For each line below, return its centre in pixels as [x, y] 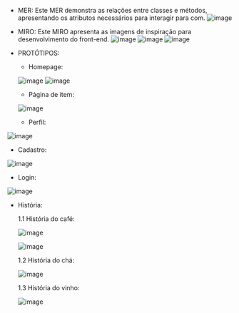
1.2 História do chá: [46, 260]
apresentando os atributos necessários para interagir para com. [111, 18]
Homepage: [46, 67]
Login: [27, 177]
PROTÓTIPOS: [39, 53]
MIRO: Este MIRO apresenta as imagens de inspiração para [105, 32]
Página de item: [51, 94]
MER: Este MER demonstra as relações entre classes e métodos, [112, 10]
